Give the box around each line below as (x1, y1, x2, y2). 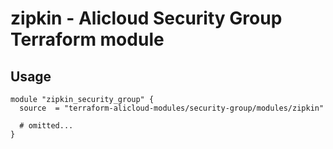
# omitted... (19, 121, 74, 131)
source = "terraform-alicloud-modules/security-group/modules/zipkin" (19, 103, 325, 113)
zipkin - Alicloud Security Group (10, 7, 283, 30)
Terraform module (10, 28, 165, 51)
